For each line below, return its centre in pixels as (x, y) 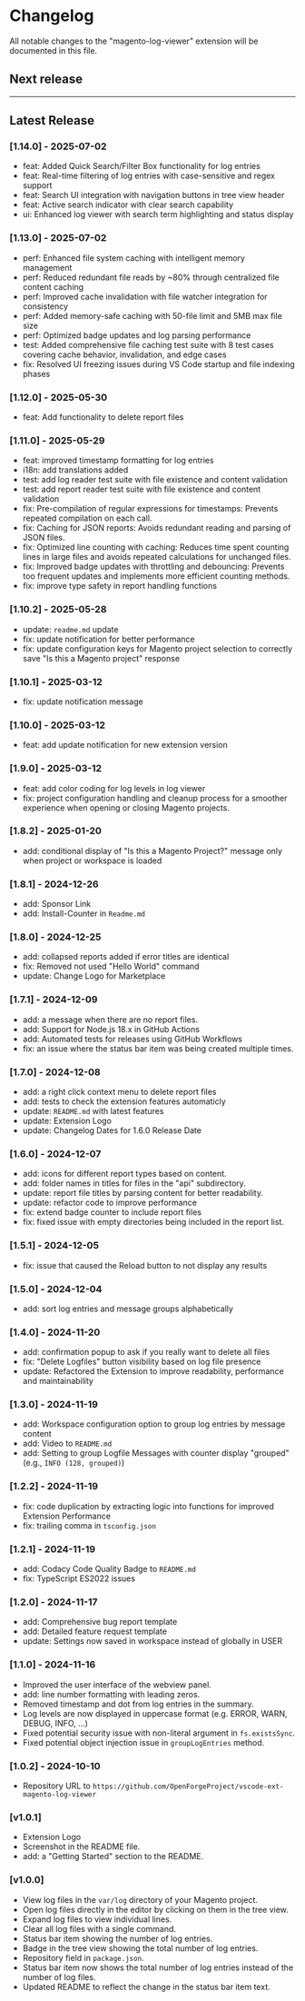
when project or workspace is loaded (92, 861)
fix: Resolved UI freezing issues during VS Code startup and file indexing (158, 363)
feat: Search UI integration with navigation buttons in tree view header (153, 195)
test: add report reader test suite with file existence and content (142, 489)
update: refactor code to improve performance (110, 1203)
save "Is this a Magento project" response (101, 658)
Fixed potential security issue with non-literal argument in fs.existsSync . (158, 1733)
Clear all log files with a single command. (99, 1928)
